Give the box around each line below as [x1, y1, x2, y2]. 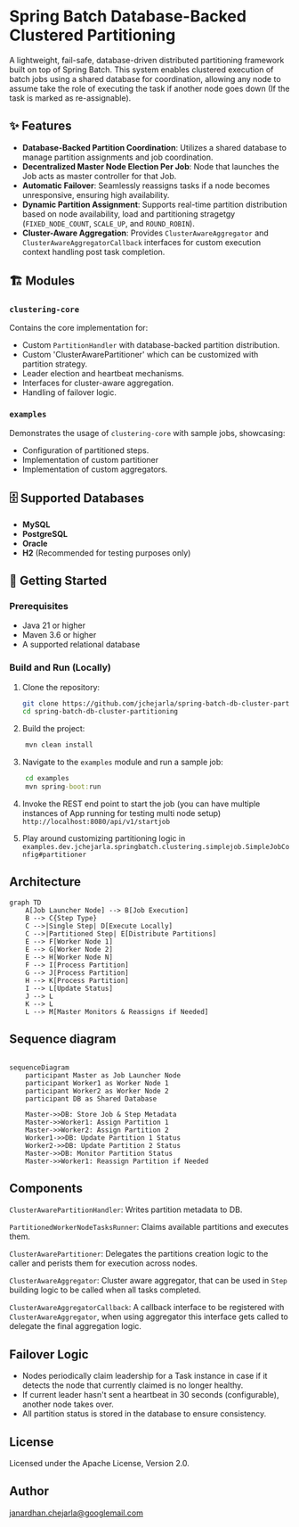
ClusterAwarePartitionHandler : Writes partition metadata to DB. [9, 1204, 243, 1215]
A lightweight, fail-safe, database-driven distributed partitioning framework [9, 54, 285, 65]
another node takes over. [21, 1399, 114, 1410]
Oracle [21, 538, 48, 549]
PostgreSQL [21, 528, 69, 539]
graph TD [9, 898, 42, 907]
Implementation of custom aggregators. [21, 464, 168, 475]
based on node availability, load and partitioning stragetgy [21, 208, 236, 219]
